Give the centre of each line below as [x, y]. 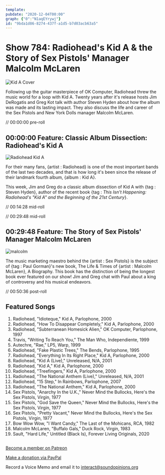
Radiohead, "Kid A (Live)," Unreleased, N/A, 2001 [62, 360]
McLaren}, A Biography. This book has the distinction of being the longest [80, 271]
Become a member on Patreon [37, 448]
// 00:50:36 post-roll [26, 291]
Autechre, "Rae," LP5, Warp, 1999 [47, 345]
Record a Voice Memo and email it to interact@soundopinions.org [72, 467]
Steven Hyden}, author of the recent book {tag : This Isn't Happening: [76, 192]
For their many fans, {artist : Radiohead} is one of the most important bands [82, 167]
